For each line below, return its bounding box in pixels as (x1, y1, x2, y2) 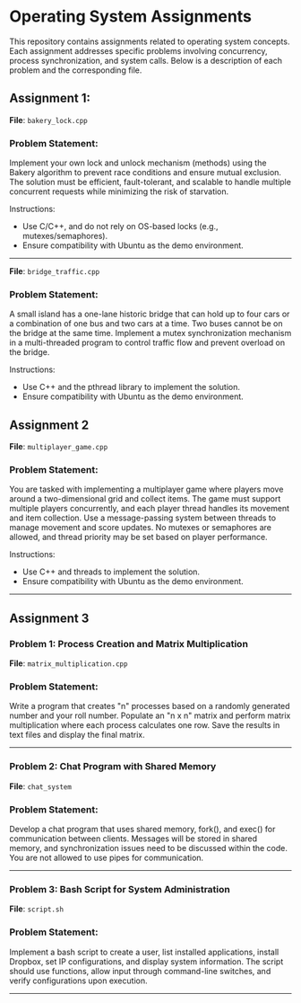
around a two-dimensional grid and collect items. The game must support (9, 493, 281, 504)
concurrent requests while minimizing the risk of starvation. (9, 186, 229, 197)
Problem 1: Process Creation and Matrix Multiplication (9, 637, 249, 650)
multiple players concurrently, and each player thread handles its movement (9, 503, 289, 514)
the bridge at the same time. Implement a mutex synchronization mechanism (9, 328, 292, 339)
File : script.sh (9, 903, 64, 914)
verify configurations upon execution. (9, 975, 148, 986)
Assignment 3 (9, 610, 90, 626)
